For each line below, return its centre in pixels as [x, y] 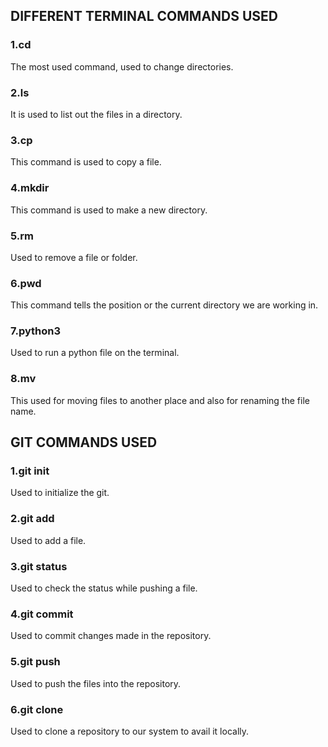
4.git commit [42, 614]
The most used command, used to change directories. [122, 66]
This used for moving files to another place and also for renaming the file [160, 400]
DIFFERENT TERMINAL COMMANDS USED [144, 16]
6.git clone [37, 709]
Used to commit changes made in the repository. [111, 636]
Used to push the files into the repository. [96, 683]
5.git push [35, 662]
